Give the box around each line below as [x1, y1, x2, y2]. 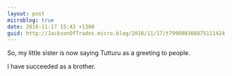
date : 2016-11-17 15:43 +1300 [7, 23, 95, 30]
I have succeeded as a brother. [7, 62, 96, 70]
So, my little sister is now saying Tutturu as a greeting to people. [7, 49, 191, 57]
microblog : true [7, 17, 54, 24]
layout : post [7, 10, 45, 17]
